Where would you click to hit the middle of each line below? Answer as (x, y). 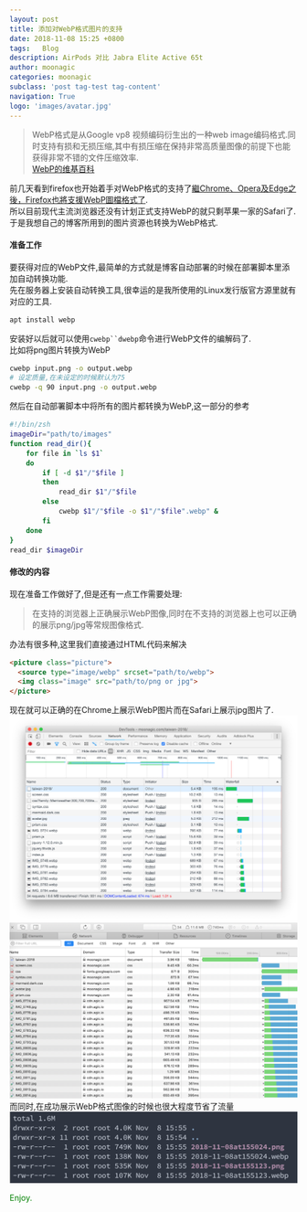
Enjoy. (21, 1197)
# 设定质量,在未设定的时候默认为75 (68, 378)
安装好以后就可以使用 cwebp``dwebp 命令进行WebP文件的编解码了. (130, 338)
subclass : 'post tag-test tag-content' (85, 87)
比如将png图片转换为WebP (60, 350)
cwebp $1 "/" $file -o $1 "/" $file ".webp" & (138, 512)
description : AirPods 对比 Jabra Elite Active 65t (106, 58)
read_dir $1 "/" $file (97, 492)
